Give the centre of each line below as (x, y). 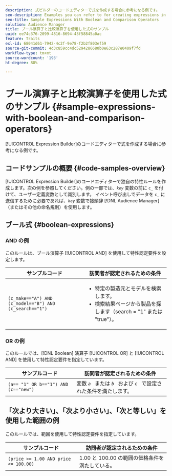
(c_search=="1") (28, 308)
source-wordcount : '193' (32, 58)
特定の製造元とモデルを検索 (128, 288)
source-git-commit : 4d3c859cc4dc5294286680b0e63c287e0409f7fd (73, 48)
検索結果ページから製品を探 (128, 303)
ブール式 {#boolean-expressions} (60, 225)
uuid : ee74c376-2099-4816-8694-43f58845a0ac (53, 34)
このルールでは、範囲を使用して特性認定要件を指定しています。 (72, 434)
